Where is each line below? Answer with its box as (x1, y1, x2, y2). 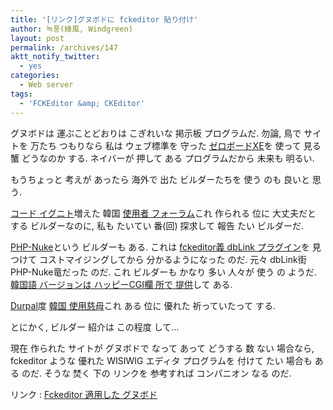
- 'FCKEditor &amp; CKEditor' (19, 98, 145, 108)
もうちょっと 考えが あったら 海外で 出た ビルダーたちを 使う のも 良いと (10, 173, 311, 185)
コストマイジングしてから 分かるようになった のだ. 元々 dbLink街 (38, 253, 307, 265)
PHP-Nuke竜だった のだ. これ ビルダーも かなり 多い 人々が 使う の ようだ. (10, 266, 317, 278)
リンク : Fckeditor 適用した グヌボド (10, 388, 158, 400)
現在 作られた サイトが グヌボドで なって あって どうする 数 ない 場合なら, (10, 342, 315, 354)
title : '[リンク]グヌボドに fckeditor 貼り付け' (10, 14, 199, 25)
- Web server (19, 80, 74, 90)
